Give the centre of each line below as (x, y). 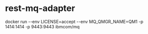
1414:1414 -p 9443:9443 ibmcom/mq (42, 26)
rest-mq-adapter (40, 8)
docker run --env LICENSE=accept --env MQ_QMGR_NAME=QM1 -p (74, 22)
